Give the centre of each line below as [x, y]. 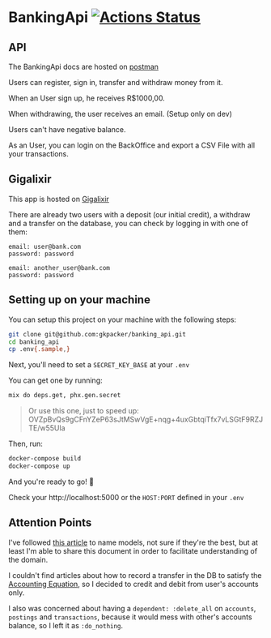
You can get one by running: [55, 380]
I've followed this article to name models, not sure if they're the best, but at [133, 542]
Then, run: [25, 444]
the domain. [28, 559]
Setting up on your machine [80, 300]
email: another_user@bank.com [59, 268]
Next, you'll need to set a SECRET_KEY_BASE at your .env [99, 365]
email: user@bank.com [45, 246]
